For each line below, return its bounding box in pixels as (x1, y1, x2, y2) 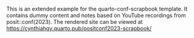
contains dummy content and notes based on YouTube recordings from (6, 12, 186, 19)
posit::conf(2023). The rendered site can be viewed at (6, 18, 143, 25)
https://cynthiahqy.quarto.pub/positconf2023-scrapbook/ (6, 25, 152, 32)
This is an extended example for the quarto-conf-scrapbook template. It (6, 6, 188, 12)
